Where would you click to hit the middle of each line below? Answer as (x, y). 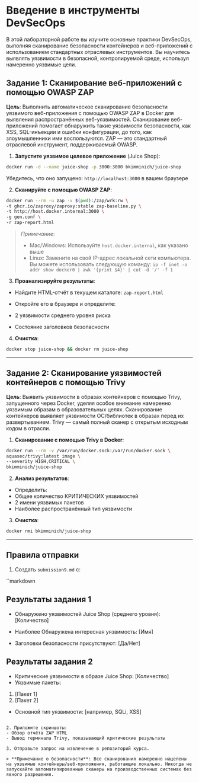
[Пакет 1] (26, 693)
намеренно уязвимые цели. (41, 64)
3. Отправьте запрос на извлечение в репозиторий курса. (78, 748)
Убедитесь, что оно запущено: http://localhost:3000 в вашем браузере (97, 178)
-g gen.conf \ (24, 217)
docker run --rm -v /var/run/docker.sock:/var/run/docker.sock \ (88, 450)
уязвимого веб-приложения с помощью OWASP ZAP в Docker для (90, 113)
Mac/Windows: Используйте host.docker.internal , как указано (109, 245)
